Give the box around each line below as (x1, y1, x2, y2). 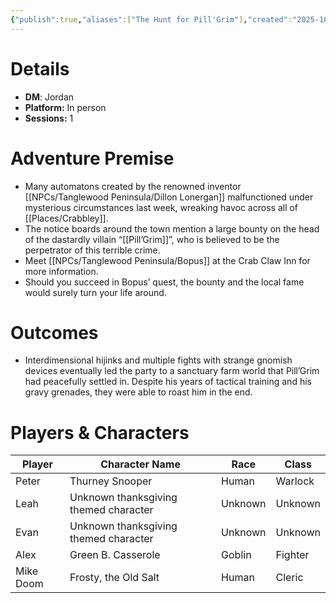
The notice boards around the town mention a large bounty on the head (24, 222, 320, 235)
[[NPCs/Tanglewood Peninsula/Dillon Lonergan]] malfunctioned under (24, 191, 314, 203)
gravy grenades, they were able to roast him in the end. (24, 386, 253, 398)
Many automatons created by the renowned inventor (24, 180, 242, 192)
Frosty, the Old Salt (69, 571, 160, 585)
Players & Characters (10, 421, 190, 444)
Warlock (275, 474, 315, 488)
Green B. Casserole (69, 548, 161, 562)
